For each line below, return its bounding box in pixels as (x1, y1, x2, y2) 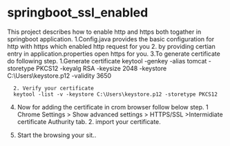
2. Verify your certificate (13, 85, 95, 92)
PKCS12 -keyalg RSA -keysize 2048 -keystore (35, 64, 167, 72)
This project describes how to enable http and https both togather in (7, 28, 202, 36)
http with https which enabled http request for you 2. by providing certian (7, 42, 215, 50)
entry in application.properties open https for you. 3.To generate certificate (7, 50, 221, 58)
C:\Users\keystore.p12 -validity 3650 (7, 71, 112, 80)
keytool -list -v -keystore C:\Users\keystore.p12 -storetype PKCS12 (13, 91, 218, 98)
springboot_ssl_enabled (7, 5, 148, 21)
